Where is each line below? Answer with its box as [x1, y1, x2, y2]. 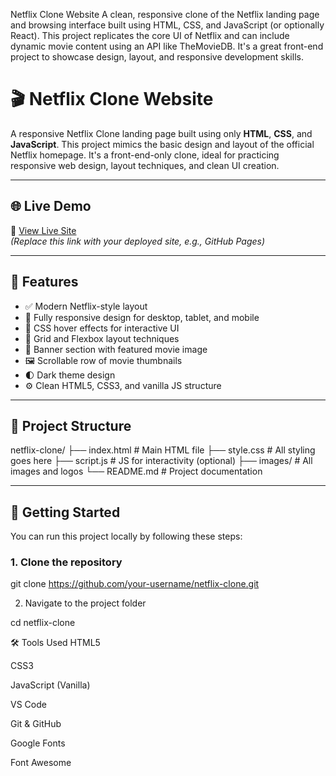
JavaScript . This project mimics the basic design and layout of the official [10, 138, 315, 150]
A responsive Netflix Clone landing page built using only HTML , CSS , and [10, 127, 313, 139]
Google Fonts [10, 737, 66, 749]
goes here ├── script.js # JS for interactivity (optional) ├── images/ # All [10, 455, 313, 467]
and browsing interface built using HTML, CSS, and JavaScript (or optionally [10, 19, 325, 31]
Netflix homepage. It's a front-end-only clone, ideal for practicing [10, 149, 280, 161]
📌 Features [10, 274, 79, 291]
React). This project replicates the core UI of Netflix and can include [10, 30, 290, 41]
